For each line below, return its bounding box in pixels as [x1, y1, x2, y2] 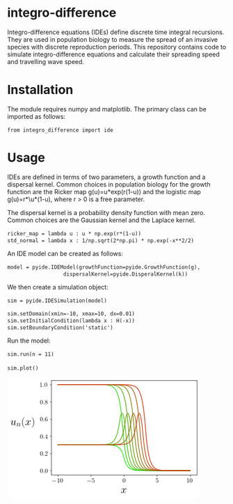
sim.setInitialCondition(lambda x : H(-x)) [7, 317, 136, 324]
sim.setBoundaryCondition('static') [7, 324, 113, 331]
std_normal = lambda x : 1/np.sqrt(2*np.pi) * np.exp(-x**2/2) [7, 237, 195, 244]
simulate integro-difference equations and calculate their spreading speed [7, 50, 220, 58]
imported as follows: [7, 112, 66, 120]
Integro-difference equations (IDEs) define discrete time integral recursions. [7, 28, 225, 36]
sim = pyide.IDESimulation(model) [7, 297, 108, 304]
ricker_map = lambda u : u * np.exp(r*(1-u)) [7, 230, 141, 237]
